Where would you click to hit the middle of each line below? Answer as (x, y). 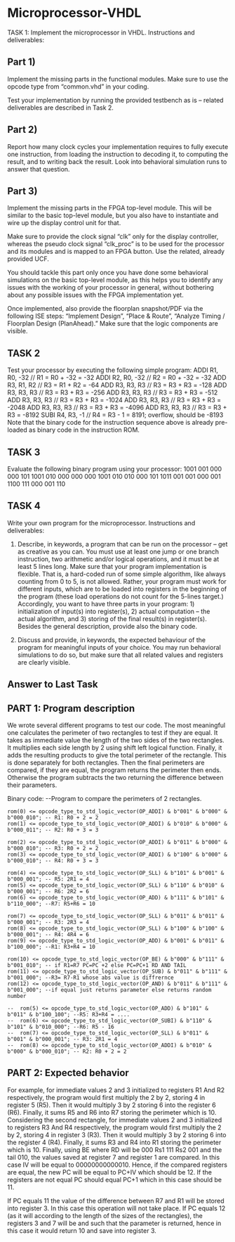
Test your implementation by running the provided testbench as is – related (115, 100)
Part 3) (22, 191)
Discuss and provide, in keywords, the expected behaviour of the (111, 640)
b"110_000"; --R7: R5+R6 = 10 (52, 904)
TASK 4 (24, 506)
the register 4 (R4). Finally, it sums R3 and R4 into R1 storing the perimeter (114, 1142)
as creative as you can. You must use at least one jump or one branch (118, 551)
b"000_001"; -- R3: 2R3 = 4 (48, 923)
